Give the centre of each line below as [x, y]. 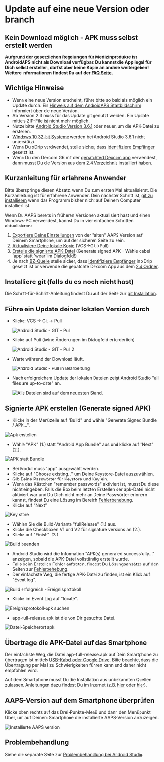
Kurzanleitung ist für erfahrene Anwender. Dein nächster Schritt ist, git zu [79, 195]
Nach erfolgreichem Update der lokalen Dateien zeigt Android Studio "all [85, 378]
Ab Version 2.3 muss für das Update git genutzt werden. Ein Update [81, 115]
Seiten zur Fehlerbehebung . [40, 569]
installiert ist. [18, 205]
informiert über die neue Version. [46, 110]
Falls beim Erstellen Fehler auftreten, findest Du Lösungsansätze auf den [85, 564]
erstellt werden [29, 45]
